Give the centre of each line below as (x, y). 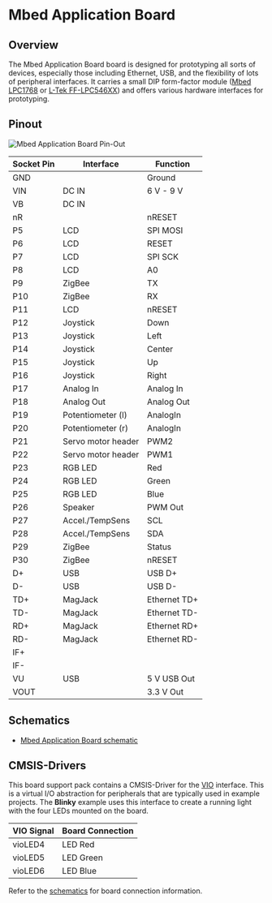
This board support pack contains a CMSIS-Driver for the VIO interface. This (136, 785)
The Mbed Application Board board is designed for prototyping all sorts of (132, 64)
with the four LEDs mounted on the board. (78, 811)
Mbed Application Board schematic (79, 740)
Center (160, 349)
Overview (34, 45)
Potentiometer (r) (95, 428)
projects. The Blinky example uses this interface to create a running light (130, 802)
